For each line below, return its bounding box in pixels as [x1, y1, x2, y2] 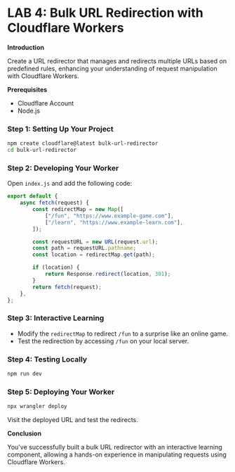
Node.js [17, 106, 41, 115]
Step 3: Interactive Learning [7, 313, 105, 323]
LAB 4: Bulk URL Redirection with [7, 5, 203, 21]
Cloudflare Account [17, 98, 74, 107]
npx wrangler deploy [7, 403, 68, 410]
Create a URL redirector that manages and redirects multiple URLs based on [7, 56, 227, 65]
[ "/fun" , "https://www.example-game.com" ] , [44, 212, 174, 219]
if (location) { [32, 264, 80, 272]
